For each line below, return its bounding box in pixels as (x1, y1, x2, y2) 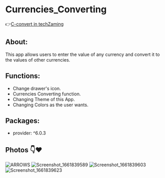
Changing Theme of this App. (12, 96, 75, 102)
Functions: (5, 72, 40, 81)
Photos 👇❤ (5, 145, 43, 154)
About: (5, 37, 28, 47)
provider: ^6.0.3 (12, 130, 46, 136)
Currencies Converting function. (12, 91, 81, 97)
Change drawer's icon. (12, 85, 61, 91)
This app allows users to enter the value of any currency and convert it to (5, 51, 160, 57)
